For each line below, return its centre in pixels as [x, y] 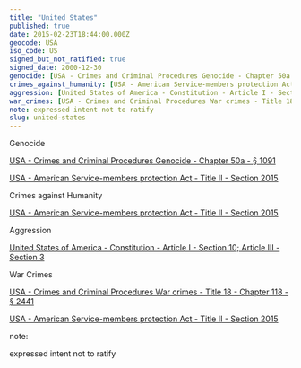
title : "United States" [54, 18]
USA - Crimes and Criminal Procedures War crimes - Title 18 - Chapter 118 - [149, 292]
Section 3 [27, 258]
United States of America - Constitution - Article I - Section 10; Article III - [145, 248]
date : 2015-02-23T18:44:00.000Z [69, 34]
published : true [39, 26]
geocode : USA [34, 43]
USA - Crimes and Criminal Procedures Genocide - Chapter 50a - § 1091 [142, 161]
